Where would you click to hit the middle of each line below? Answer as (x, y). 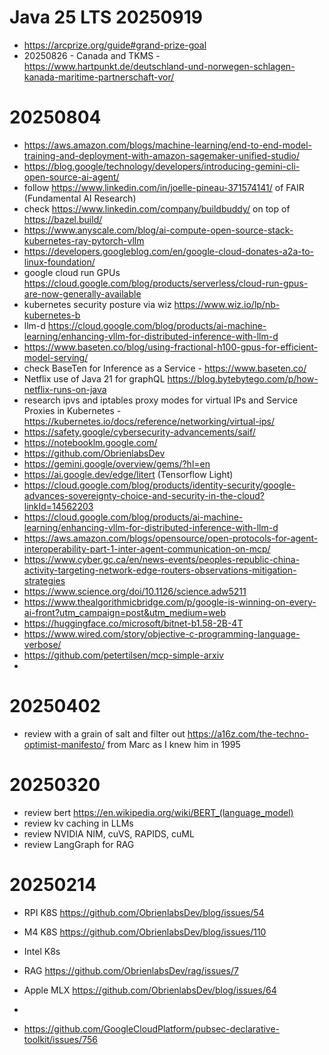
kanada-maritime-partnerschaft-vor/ (99, 77)
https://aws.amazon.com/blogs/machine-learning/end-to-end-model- (168, 145)
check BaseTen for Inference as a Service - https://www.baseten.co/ (165, 368)
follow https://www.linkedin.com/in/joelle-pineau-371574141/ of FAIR (164, 187)
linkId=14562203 (58, 506)
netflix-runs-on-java (65, 389)
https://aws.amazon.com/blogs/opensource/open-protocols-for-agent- (171, 538)
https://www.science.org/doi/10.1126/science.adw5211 (135, 591)
